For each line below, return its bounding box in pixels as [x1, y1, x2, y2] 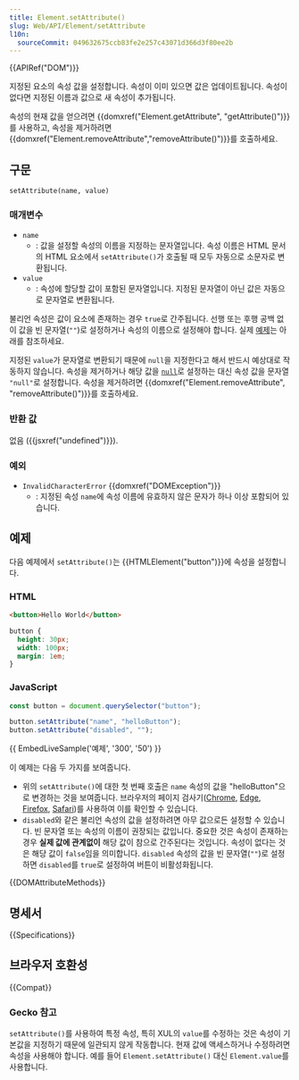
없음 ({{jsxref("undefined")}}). [9, 435, 119, 445]
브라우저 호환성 [9, 958, 88, 973]
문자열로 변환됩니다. [45, 294, 115, 305]
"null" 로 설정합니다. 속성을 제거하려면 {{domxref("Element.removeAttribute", [9, 377, 286, 388]
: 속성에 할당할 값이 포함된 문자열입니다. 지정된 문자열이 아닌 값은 [35, 283, 262, 294]
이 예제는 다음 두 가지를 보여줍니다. [9, 762, 131, 773]
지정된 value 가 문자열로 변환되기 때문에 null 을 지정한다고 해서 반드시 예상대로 [9, 355, 281, 366]
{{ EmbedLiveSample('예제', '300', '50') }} [9, 743, 162, 754]
